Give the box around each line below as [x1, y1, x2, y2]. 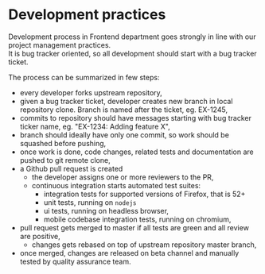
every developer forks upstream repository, [19, 87, 163, 97]
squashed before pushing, [19, 138, 107, 148]
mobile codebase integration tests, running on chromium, [43, 214, 232, 224]
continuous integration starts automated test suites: [31, 180, 201, 190]
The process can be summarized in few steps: [8, 72, 160, 82]
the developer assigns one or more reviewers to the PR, [31, 172, 214, 182]
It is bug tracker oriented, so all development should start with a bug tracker [8, 48, 257, 58]
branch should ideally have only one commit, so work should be [19, 129, 229, 140]
